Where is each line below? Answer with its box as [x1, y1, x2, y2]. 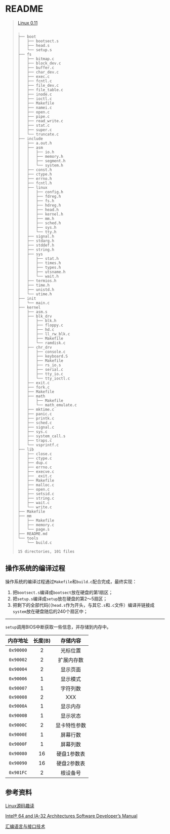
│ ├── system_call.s [17, 433, 66, 439]
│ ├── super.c [17, 127, 52, 132]
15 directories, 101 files [17, 549, 75, 554]
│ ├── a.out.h [17, 141, 52, 146]
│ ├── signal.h [17, 234, 55, 239]
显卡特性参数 [55, 721, 87, 728]
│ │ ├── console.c [17, 349, 66, 354]
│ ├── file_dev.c [17, 83, 59, 88]
